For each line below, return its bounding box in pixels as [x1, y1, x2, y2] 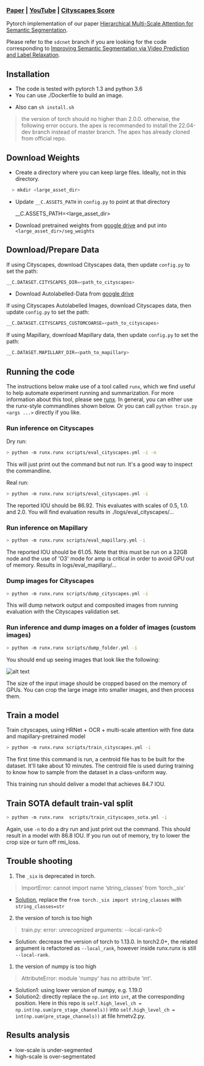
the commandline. [6, 467, 52, 474]
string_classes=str [15, 904, 65, 910]
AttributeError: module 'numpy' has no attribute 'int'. [21, 974, 152, 982]
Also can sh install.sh [15, 104, 74, 111]
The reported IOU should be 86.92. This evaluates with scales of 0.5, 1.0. [6, 502, 189, 509]
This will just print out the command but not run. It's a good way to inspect [6, 461, 193, 468]
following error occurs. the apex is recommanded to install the [21, 122, 178, 129]
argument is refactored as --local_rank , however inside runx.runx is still [15, 944, 197, 952]
